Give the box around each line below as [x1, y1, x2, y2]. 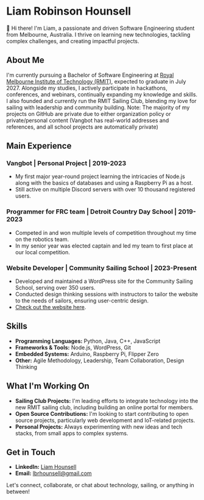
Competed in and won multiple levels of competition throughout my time [15, 229, 197, 236]
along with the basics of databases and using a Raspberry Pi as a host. [15, 179, 193, 187]
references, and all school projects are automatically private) [6, 123, 158, 130]
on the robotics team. [15, 235, 69, 243]
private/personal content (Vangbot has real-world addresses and [6, 116, 169, 124]
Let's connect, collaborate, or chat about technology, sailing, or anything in [6, 482, 195, 489]
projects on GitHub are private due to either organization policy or [6, 110, 172, 117]
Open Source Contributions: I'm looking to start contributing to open [15, 410, 189, 417]
